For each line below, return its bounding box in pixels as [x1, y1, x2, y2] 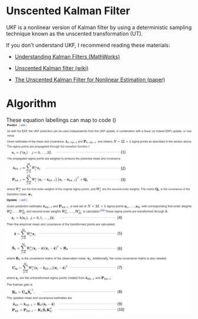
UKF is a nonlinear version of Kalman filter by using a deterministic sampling [6, 24, 192, 31]
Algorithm [6, 97, 57, 110]
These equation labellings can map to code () [6, 116, 116, 123]
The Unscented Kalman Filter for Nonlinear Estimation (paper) [14, 76, 165, 83]
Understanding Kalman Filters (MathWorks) [14, 53, 120, 60]
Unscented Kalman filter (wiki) [14, 64, 89, 72]
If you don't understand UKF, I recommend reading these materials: [6, 42, 170, 49]
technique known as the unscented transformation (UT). [6, 30, 143, 37]
